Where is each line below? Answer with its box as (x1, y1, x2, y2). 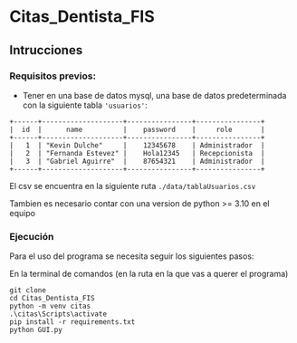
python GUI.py (9, 326, 63, 335)
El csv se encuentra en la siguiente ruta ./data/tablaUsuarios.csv (9, 180, 256, 191)
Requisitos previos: (9, 70, 97, 82)
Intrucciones (9, 43, 83, 58)
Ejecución (9, 230, 54, 243)
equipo (9, 207, 36, 218)
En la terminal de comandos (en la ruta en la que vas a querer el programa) (9, 269, 289, 280)
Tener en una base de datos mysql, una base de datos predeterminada (22, 90, 287, 100)
